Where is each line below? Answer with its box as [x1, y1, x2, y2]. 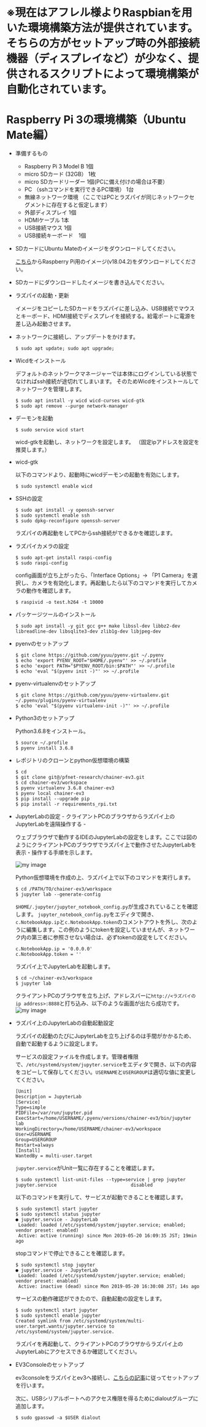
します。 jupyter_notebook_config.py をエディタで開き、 [15, 910, 158, 918]
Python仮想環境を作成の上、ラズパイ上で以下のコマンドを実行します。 [15, 874, 194, 882]
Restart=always [15, 1142, 55, 1149]
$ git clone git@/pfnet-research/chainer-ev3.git [15, 775, 145, 781]
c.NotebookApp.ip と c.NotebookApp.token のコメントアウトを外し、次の [15, 918, 193, 926]
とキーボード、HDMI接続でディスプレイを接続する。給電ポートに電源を [15, 313, 196, 320]
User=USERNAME [15, 1132, 51, 1138]
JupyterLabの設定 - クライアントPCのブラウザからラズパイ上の [15, 813, 175, 820]
